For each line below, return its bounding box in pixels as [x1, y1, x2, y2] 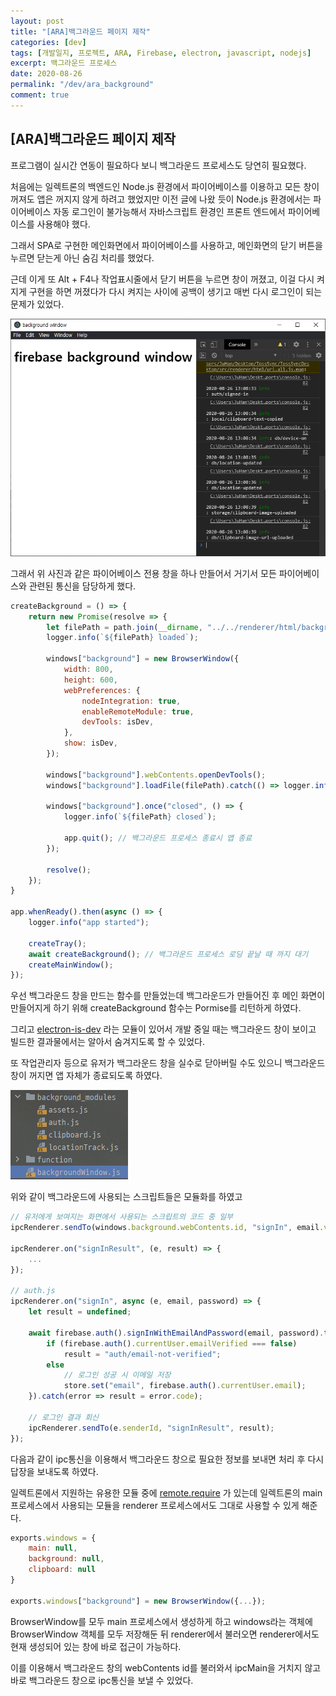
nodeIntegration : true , [81, 696, 182, 706]
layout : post [10, 16, 65, 26]
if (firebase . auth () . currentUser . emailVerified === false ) [46, 1338, 298, 1349]
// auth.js [10, 1286, 56, 1296]
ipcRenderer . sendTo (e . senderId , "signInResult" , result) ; [28, 1423, 275, 1433]
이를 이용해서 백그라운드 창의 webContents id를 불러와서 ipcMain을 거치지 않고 [10, 1661, 322, 1674]
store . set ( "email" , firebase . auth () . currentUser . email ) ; [63, 1381, 307, 1391]
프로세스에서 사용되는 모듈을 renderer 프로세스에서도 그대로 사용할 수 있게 [10, 1499, 300, 1511]
